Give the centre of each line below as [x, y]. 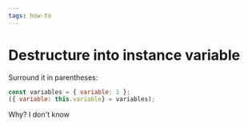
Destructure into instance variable [124, 55]
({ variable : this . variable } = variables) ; [82, 99]
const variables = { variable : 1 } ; [69, 92]
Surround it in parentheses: [53, 77]
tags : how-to [30, 16]
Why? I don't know [39, 115]
